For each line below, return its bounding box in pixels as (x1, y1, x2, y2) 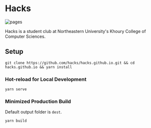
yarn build (5, 118, 27, 124)
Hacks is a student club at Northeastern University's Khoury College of (5, 28, 146, 34)
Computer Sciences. (5, 33, 46, 39)
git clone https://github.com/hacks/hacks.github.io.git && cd (5, 60, 135, 65)
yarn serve (5, 87, 27, 92)
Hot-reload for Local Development (5, 76, 87, 82)
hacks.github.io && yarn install (5, 64, 72, 69)
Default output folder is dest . (5, 109, 62, 115)
